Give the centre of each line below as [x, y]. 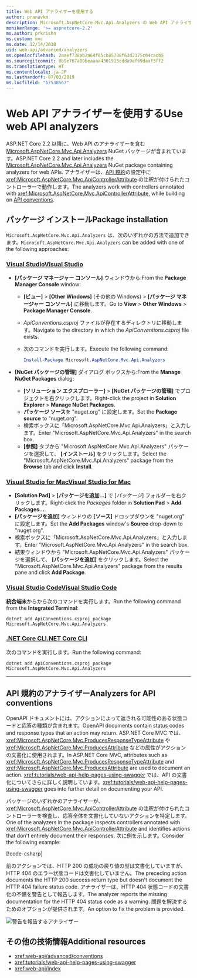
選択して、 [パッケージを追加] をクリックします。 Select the [96, 560]
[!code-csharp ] [24, 853]
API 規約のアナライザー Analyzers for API [81, 694]
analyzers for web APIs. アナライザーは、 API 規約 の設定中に [79, 172]
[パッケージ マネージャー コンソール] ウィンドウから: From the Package [100, 278]
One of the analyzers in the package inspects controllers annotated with [93, 822]
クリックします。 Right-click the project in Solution [115, 398]
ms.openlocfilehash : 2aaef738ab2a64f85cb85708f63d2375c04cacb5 [85, 55]
